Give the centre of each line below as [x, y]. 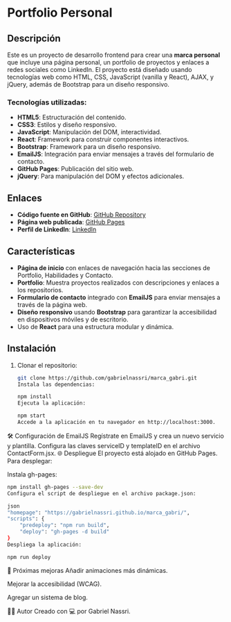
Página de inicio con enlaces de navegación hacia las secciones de [114, 267]
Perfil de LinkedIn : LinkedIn [57, 229]
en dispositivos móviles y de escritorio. [73, 319]
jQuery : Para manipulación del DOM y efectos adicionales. [101, 176]
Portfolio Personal [60, 13]
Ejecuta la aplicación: [52, 403]
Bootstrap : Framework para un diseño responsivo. [89, 147]
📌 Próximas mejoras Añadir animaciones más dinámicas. [87, 570]
